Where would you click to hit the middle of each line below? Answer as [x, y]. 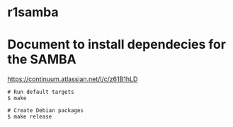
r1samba [33, 12]
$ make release [30, 117]
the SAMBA [42, 60]
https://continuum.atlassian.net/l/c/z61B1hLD [73, 79]
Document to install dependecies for [117, 45]
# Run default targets [41, 92]
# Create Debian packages [45, 111]
